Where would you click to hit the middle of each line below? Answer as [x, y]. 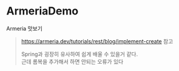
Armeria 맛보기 [24, 28]
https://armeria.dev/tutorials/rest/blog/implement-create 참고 [97, 41]
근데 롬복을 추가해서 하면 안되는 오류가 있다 [72, 61]
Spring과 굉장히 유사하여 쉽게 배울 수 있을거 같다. [79, 54]
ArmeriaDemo [42, 11]
